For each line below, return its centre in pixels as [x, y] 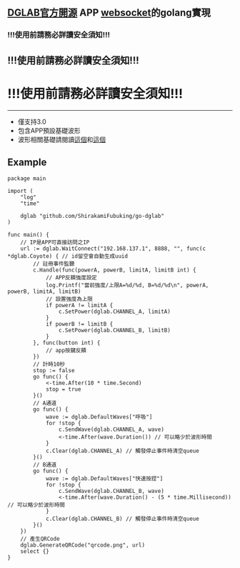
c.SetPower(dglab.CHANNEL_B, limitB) [115, 331]
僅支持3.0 [32, 121]
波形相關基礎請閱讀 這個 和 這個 [61, 139]
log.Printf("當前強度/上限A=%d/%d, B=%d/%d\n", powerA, [127, 285]
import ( [20, 191]
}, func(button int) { [67, 343]
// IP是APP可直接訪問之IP [55, 243]
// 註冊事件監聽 [54, 264]
